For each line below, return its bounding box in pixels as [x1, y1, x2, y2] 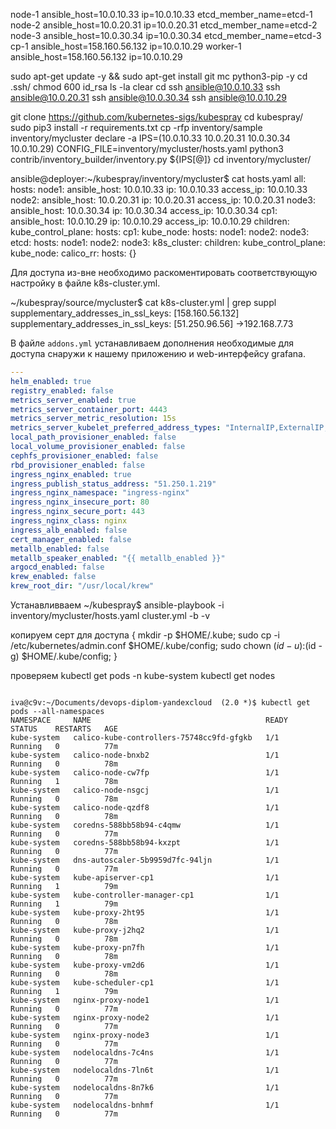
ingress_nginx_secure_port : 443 [10, 507, 145, 517]
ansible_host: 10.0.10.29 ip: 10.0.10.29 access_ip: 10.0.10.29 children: [10, 215, 290, 227]
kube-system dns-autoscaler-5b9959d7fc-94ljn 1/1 [10, 855, 280, 865]
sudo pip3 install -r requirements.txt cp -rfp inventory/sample [10, 122, 263, 133]
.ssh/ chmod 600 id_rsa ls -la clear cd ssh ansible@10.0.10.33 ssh [10, 81, 281, 93]
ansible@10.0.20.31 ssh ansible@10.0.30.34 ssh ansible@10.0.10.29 [10, 92, 287, 103]
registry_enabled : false [10, 385, 114, 396]
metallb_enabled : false [10, 544, 110, 554]
